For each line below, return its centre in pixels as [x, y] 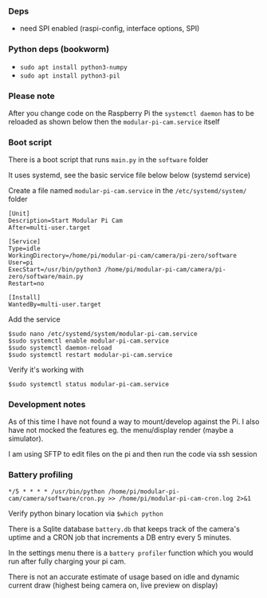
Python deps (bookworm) [59, 50]
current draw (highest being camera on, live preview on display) [113, 585]
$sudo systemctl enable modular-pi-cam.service [89, 341]
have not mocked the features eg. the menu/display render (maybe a [121, 430]
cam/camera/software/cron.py [57, 498]
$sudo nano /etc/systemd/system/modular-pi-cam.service [103, 334]
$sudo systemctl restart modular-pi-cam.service [90, 355]
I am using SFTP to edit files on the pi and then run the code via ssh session [133, 454]
